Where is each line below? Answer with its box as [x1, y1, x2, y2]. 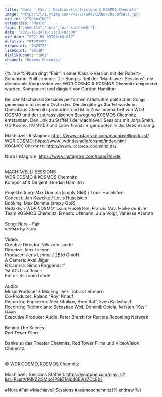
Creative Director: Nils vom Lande [5, 242, 73, 248]
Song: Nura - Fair [5, 221, 40, 227]
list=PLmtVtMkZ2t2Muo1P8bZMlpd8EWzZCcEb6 [5, 376, 103, 382]
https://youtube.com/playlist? [66, 372, 125, 377]
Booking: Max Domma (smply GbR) [5, 200, 76, 206]
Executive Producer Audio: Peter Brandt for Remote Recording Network [5, 314, 149, 320]
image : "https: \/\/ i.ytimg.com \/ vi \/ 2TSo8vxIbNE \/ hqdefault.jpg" [5, 12, 141, 17]
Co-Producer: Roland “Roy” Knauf [5, 293, 73, 299]
